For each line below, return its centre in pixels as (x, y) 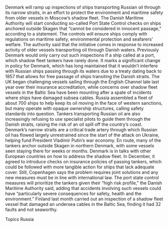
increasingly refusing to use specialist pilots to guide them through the (78, 119)
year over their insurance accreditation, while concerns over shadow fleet (81, 87)
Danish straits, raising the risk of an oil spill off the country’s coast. (74, 124)
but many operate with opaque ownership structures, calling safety (74, 108)
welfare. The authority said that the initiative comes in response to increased (84, 44)
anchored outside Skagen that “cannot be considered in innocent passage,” (83, 29)
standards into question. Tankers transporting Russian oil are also (73, 114)
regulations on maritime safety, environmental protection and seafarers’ (79, 39)
